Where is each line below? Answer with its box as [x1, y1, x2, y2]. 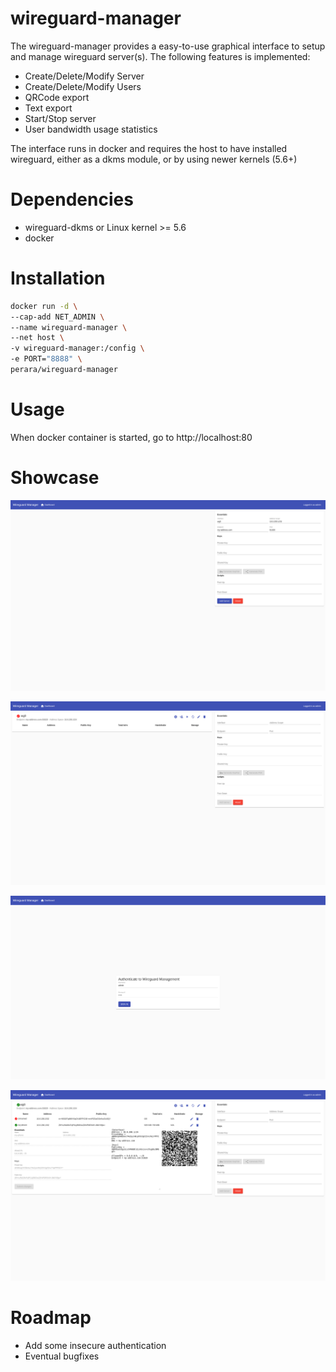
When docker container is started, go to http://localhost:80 [10, 431, 253, 443]
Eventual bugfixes [24, 1350, 100, 1362]
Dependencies [10, 188, 134, 211]
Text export [24, 102, 73, 114]
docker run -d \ [10, 301, 78, 311]
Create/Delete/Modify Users [24, 80, 142, 92]
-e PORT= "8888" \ [10, 354, 83, 364]
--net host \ [10, 333, 65, 343]
